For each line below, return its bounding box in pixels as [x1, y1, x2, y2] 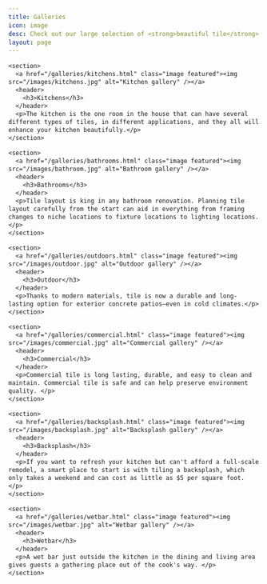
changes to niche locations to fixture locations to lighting [8, 213, 220, 222]
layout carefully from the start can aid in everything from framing [8, 205, 245, 214]
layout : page [8, 38, 52, 46]
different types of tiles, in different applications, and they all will [8, 118, 260, 126]
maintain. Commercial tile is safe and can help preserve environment [8, 379, 249, 387]
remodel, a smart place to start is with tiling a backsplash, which [8, 466, 245, 474]
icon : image [8, 21, 48, 30]
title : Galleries [8, 13, 66, 21]
